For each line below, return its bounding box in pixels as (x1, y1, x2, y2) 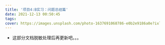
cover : (5, 21, 19, 26)
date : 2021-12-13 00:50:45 (5, 12, 60, 17)
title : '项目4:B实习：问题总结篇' (5, 7, 68, 12)
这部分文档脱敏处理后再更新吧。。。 (12, 35, 82, 41)
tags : (5, 16, 16, 21)
